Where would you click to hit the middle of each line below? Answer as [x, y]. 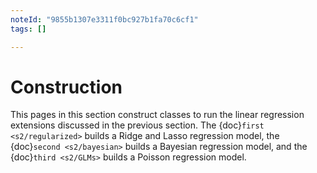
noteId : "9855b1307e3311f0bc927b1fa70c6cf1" [104, 19]
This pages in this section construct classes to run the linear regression [157, 115]
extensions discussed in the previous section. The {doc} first [137, 125]
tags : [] [28, 29]
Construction [66, 87]
